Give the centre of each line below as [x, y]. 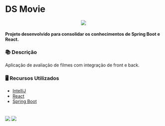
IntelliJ [19, 91]
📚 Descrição [21, 52]
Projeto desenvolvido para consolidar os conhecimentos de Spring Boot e [83, 34]
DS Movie [25, 9]
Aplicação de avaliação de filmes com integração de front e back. [73, 65]
